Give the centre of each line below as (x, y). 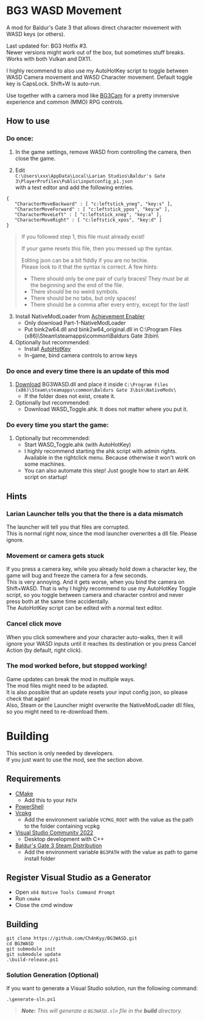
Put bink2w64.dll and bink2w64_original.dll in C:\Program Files (103, 329)
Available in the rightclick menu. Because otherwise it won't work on (110, 458)
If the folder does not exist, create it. (70, 396)
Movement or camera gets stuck (55, 555)
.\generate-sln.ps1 (31, 1000)
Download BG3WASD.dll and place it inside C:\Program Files (92, 384)
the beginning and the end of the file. (77, 285)
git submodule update (34, 955)
